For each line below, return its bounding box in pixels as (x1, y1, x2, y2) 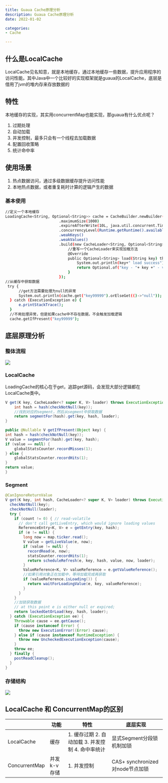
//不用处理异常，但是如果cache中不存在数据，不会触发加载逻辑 (9, 312, 122, 317)
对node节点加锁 (111, 765, 149, 772)
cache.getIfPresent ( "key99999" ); (9, 316, 79, 321)
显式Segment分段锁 (111, 734, 158, 741)
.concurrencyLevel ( (58, 228, 99, 233)
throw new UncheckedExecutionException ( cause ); (18, 637, 120, 642)
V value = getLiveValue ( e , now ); (23, 540, 93, 545)
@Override (67, 251, 88, 256)
